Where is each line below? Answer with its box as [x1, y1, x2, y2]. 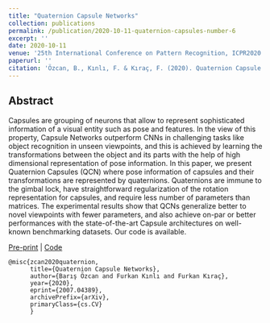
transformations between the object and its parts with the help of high [8, 150, 240, 159]
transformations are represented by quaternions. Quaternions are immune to [8, 175, 262, 185]
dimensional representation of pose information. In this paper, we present [8, 158, 252, 168]
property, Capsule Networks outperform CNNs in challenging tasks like [8, 132, 244, 142]
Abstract [8, 94, 54, 108]
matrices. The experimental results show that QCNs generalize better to [8, 201, 247, 210]
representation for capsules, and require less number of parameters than [8, 193, 251, 202]
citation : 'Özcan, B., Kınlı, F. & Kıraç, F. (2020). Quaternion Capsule [8, 64, 262, 72]
